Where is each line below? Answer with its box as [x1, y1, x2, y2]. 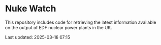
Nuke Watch [5, 3, 57, 14]
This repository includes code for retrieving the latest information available [5, 19, 157, 25]
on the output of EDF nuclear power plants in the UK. [5, 24, 112, 30]
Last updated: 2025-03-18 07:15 [5, 34, 70, 40]
